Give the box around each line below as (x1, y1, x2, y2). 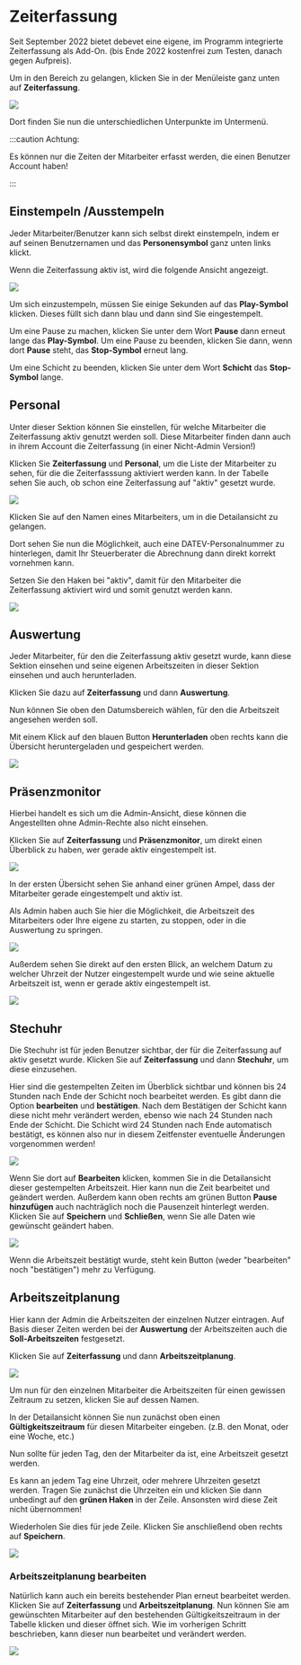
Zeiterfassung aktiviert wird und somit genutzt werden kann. (9, 584, 234, 595)
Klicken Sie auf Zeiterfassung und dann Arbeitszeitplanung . (9, 1350, 236, 1361)
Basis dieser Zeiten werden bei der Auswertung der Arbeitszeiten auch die (9, 1323, 288, 1335)
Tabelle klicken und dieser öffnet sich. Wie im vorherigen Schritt (9, 1619, 247, 1630)
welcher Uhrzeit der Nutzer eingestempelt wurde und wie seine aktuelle (9, 968, 276, 980)
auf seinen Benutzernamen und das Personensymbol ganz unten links (9, 237, 271, 248)
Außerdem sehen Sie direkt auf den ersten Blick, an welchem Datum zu (9, 959, 273, 970)
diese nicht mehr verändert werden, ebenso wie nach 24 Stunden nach (9, 1110, 273, 1120)
